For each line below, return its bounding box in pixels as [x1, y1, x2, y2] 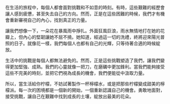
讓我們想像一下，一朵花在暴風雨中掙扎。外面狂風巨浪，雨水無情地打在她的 [5, 28, 160, 34]
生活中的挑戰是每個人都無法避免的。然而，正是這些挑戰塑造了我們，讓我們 [5, 58, 160, 63]
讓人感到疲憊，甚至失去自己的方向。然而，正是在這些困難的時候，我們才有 [5, 11, 160, 17]
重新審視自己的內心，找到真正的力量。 [9, 17, 90, 23]
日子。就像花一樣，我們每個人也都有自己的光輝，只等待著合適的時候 [14, 40, 156, 46]
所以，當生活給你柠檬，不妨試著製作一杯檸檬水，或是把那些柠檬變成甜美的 [5, 81, 160, 87]
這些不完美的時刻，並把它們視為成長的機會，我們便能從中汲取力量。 [5, 70, 147, 76]
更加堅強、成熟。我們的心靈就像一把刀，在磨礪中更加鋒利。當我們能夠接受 [9, 64, 165, 70]
